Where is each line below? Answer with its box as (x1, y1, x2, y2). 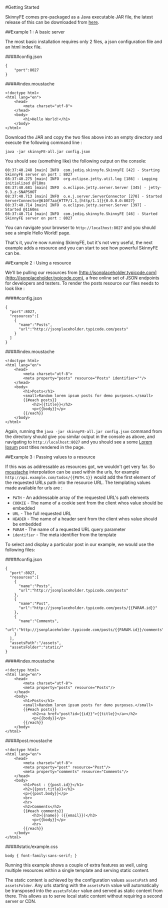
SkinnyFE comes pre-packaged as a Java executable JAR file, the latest (5, 14, 153, 19)
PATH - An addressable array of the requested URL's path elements (12, 494, 149, 500)
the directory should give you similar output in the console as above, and (5, 433, 155, 439)
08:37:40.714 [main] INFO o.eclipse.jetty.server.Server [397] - (5, 202, 146, 207)
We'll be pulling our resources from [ (5, 269, 81, 275)
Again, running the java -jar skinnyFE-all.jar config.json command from (5, 428, 162, 434)
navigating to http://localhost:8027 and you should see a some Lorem (5, 439, 152, 444)
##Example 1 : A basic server (5, 29, 65, 34)
